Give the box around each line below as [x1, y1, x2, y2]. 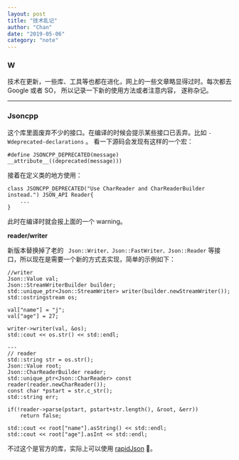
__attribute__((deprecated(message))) [7, 157, 122, 164]
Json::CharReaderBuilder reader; [7, 368, 107, 375]
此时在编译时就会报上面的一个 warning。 [7, 217, 127, 225]
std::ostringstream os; [7, 294, 78, 301]
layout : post [7, 10, 46, 18]
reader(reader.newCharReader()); [7, 381, 107, 388]
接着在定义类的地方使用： [7, 171, 83, 179]
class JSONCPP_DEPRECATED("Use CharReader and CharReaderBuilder [7, 185, 205, 192]
